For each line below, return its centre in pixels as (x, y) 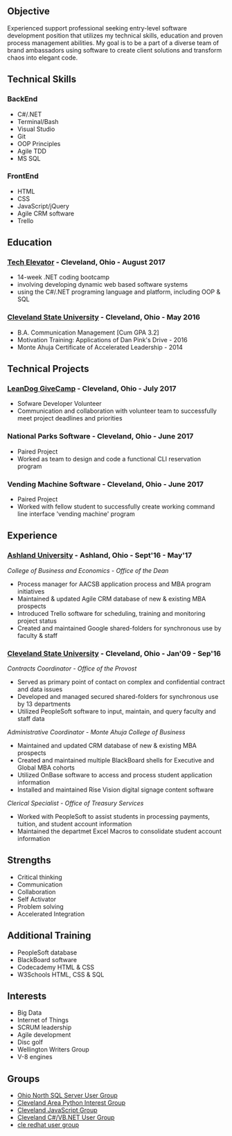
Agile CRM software (46, 213)
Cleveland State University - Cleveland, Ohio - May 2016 (104, 317)
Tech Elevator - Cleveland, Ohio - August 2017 (86, 263)
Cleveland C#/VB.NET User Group (66, 1117)
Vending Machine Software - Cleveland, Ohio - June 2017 (106, 484)
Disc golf (30, 1042)
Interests (27, 996)
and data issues (40, 689)
